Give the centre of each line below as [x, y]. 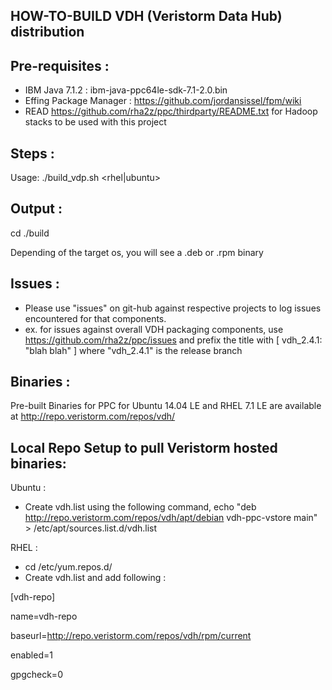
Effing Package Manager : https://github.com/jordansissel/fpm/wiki [163, 101]
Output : [36, 209]
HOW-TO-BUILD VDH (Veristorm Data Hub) [146, 16]
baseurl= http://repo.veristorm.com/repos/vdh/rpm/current [131, 636]
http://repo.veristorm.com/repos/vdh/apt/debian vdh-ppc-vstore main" [171, 518]
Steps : [32, 153]
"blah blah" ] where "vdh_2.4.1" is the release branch [133, 350]
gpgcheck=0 [36, 675]
